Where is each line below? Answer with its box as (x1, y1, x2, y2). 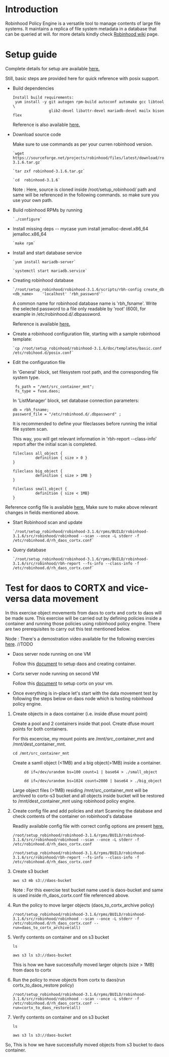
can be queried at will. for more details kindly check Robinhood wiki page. (5, 31, 159, 37)
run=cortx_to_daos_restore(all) (12, 1005, 81, 1010)
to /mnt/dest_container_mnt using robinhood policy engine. (12, 798, 136, 804)
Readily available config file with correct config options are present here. (12, 823, 164, 829)
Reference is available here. (12, 320, 71, 327)
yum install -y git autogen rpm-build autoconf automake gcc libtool (15, 99, 164, 104)
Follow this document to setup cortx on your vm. (12, 680, 114, 686)
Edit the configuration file (12, 359, 66, 365)
